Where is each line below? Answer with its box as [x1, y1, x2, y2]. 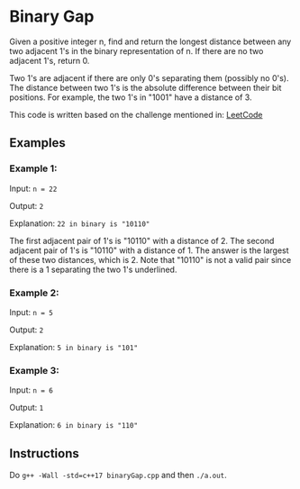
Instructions [9, 446, 79, 461]
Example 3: [9, 364, 60, 376]
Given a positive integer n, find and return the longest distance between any [9, 36, 292, 47]
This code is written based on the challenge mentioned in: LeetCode [9, 109, 263, 120]
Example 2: [9, 286, 59, 299]
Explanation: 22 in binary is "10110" [9, 218, 150, 229]
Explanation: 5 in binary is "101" [9, 341, 138, 352]
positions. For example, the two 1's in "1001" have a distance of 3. [9, 92, 252, 103]
